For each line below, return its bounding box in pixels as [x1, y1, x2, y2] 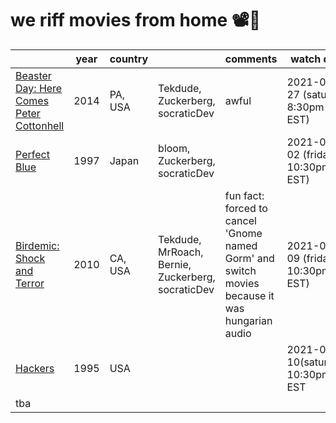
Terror [15, 276, 45, 290]
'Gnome [224, 226, 263, 240]
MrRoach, [158, 245, 204, 259]
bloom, [158, 141, 191, 155]
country [109, 52, 149, 66]
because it [224, 288, 275, 302]
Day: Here [15, 81, 63, 95]
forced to [224, 201, 268, 215]
